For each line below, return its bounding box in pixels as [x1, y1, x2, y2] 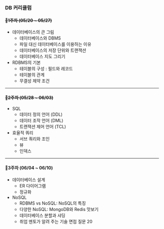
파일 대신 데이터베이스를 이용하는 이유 [19, 42, 92, 47]
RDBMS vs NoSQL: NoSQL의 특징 [19, 200, 86, 206]
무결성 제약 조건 [19, 78, 50, 84]
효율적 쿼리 [12, 130, 34, 136]
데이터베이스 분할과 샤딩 [19, 212, 66, 218]
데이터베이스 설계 [12, 177, 45, 183]
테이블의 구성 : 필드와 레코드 [19, 66, 73, 72]
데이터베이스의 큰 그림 [12, 29, 55, 35]
